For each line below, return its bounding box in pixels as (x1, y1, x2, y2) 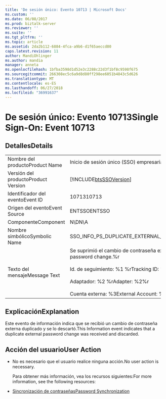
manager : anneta (5, 62, 39, 67)
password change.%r (70, 253, 120, 260)
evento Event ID (7, 197, 43, 203)
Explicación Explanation (5, 307, 79, 316)
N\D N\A (70, 219, 88, 226)
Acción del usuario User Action (5, 345, 101, 354)
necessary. (12, 364, 35, 369)
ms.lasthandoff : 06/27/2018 (5, 85, 63, 91)
